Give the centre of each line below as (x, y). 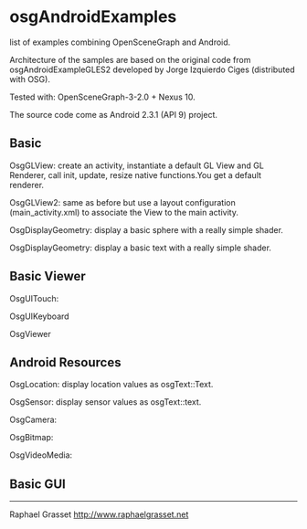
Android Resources (65, 362)
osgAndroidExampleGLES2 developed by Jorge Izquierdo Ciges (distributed (152, 69)
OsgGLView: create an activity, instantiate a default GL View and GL (137, 165)
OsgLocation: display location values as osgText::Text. (111, 385)
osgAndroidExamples (93, 17)
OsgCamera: (33, 420)
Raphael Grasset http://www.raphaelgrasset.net (99, 514)
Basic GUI (37, 484)
